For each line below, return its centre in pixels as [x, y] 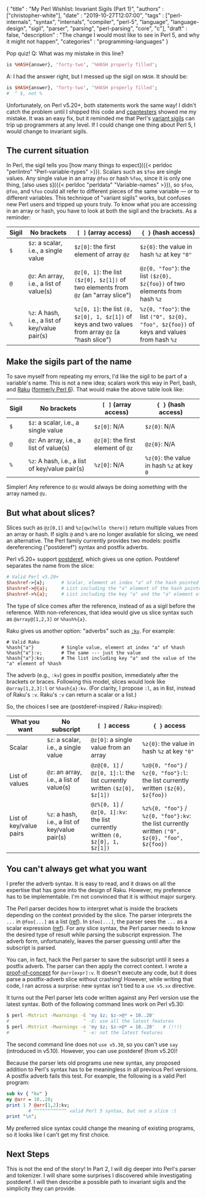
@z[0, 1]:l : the [113, 772]
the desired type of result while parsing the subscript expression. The [94, 935]
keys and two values [104, 324]
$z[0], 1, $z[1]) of [103, 317]
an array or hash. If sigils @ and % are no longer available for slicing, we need [102, 534]
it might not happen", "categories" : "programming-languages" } [87, 41]
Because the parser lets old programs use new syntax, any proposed [93, 1063]
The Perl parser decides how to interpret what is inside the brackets [92, 909]
